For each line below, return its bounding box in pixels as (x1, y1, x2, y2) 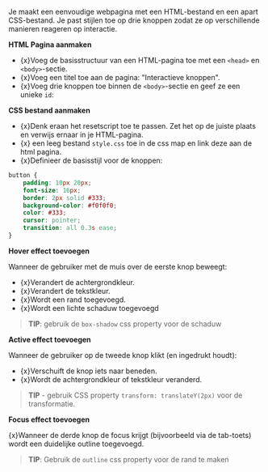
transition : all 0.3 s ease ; (23, 224, 117, 232)
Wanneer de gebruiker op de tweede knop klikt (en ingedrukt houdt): (8, 350, 237, 359)
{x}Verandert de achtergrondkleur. (19, 277, 135, 287)
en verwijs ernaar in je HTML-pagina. (19, 130, 144, 139)
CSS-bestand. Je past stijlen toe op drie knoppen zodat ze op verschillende (8, 15, 260, 25)
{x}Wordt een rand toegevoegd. (19, 295, 127, 304)
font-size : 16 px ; (23, 186, 82, 194)
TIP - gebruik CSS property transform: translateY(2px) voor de (27, 390, 243, 400)
